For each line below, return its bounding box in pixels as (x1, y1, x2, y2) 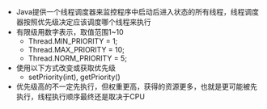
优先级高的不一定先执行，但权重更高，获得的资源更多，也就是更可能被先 (15, 82, 257, 91)
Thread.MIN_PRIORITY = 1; (28, 36, 118, 46)
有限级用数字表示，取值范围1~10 (15, 27, 124, 36)
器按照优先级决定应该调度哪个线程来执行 (15, 17, 151, 27)
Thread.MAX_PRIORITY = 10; (28, 45, 125, 54)
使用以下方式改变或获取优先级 (15, 63, 116, 73)
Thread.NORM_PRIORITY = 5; (28, 53, 128, 63)
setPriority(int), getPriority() (28, 72, 121, 82)
